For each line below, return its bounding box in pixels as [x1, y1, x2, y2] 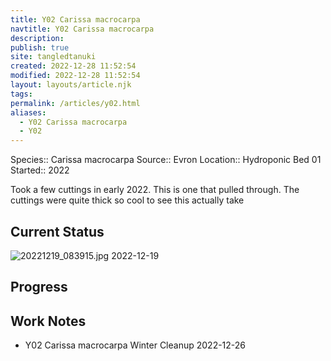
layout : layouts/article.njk [10, 80, 132, 90]
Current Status [10, 223, 105, 240]
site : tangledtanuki [10, 52, 97, 62]
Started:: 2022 [10, 164, 70, 176]
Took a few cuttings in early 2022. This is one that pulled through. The [10, 184, 300, 196]
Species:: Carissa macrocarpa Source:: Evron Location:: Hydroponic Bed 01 [10, 154, 322, 166]
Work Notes [10, 312, 87, 330]
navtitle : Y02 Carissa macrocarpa [10, 24, 155, 34]
